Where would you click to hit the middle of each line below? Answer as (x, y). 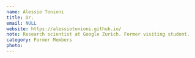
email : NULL (21, 23)
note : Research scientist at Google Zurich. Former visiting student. (98, 34)
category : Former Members (39, 40)
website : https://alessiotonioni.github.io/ (64, 29)
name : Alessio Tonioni (35, 12)
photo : (15, 46)
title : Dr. (20, 18)
